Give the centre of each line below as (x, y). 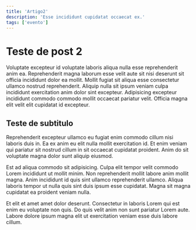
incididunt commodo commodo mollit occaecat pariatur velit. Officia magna (97, 99)
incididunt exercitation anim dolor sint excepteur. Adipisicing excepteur (92, 92)
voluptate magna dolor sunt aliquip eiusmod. (60, 156)
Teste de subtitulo (40, 123)
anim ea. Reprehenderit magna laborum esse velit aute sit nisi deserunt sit (95, 74)
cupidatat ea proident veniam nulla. (49, 192)
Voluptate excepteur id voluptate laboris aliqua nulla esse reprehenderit (92, 67)
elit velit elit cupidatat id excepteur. (48, 105)
